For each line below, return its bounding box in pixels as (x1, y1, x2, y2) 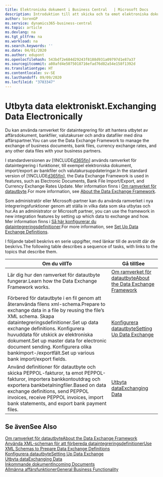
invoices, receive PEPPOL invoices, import (7, 394, 103, 401)
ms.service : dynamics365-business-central (5, 20, 92, 26)
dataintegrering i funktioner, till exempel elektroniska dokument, (5, 162, 132, 168)
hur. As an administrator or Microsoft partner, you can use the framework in (5, 208, 155, 214)
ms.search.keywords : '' (5, 43, 53, 48)
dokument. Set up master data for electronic (7, 337, 107, 344)
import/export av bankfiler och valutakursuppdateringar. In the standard (5, 168, 147, 173)
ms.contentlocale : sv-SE (5, 71, 55, 76)
